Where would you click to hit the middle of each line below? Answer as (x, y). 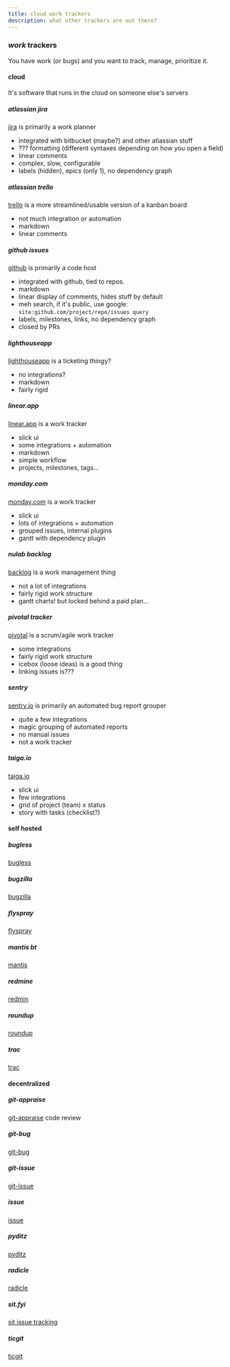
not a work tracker (45, 742)
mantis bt (23, 947)
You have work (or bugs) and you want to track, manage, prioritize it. (108, 60)
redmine (21, 981)
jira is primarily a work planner (52, 127)
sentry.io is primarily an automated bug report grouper (87, 705)
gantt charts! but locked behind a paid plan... (84, 601)
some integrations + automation (65, 445)
